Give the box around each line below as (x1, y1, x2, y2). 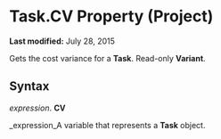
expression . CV (9, 102, 66, 113)
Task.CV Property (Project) (9, 6, 214, 27)
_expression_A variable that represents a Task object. (9, 119, 206, 130)
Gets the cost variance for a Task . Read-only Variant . (9, 53, 207, 63)
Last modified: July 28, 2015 (9, 36, 116, 46)
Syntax (9, 78, 50, 94)
